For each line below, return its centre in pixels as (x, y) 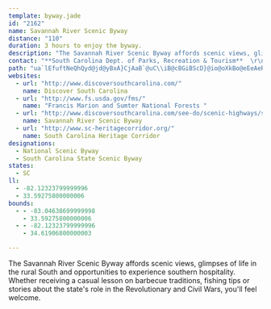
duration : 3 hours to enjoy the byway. (75, 46)
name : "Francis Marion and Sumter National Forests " (115, 106)
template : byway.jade (45, 16)
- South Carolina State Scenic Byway (79, 158)
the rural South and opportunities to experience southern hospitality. (122, 272)
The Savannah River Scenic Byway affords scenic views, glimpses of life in (133, 263)
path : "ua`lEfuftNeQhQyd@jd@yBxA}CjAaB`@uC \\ (86, 69)
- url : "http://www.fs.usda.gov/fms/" (81, 98)
